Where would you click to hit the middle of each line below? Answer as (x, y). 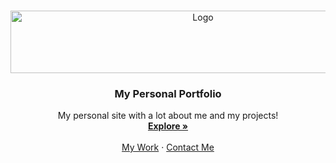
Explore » (168, 126)
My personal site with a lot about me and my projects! (168, 116)
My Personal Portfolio (168, 93)
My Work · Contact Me (168, 147)
